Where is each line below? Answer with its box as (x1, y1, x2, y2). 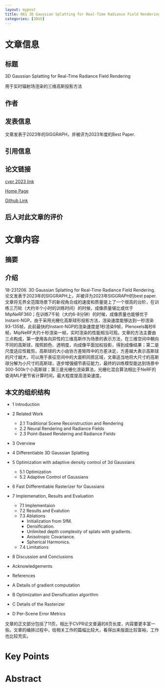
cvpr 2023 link (5, 178, 34, 184)
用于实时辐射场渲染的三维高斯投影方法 (5, 83, 82, 89)
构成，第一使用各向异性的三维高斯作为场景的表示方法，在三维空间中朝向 (13, 335, 159, 341)
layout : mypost (5, 7, 36, 12)
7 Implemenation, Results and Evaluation (12, 493, 94, 499)
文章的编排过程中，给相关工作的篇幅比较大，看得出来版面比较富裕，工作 (13, 627, 159, 633)
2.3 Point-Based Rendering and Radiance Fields (19, 431, 116, 437)
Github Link (5, 197, 28, 204)
